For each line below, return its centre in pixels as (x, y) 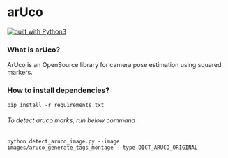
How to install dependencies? (59, 90)
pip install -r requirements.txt (56, 105)
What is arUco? (34, 50)
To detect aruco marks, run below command (71, 120)
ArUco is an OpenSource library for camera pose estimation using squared (114, 65)
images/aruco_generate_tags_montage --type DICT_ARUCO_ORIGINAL (102, 148)
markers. (20, 72)
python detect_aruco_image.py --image (63, 141)
